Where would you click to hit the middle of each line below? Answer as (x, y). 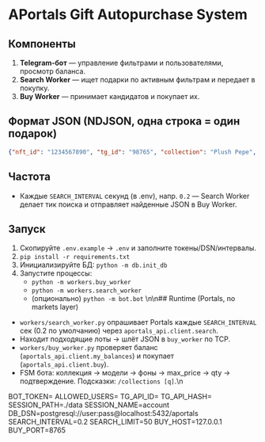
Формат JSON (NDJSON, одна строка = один (124, 122)
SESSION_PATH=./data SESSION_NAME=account (89, 405)
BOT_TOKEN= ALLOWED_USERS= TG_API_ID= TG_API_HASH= (110, 397)
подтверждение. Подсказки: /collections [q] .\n (101, 381)
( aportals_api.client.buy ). (64, 364)
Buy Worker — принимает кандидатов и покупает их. (110, 96)
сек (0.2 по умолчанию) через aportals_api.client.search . (119, 331)
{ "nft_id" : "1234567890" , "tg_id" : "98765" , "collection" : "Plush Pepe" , (132, 152)
